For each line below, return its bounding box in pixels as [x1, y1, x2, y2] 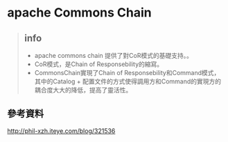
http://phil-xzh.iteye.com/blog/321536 [7, 126, 116, 135]
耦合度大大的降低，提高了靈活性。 [34, 86, 132, 94]
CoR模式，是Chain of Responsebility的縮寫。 [34, 60, 164, 68]
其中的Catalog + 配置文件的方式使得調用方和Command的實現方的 [34, 77, 222, 85]
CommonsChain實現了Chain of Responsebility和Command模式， [34, 69, 220, 77]
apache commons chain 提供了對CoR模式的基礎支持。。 [34, 52, 193, 59]
